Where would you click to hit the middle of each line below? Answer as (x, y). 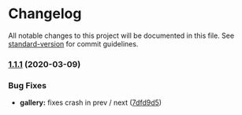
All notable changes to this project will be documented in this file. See (121, 35)
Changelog (45, 14)
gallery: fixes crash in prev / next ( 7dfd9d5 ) (91, 102)
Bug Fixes (28, 85)
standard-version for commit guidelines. (73, 43)
